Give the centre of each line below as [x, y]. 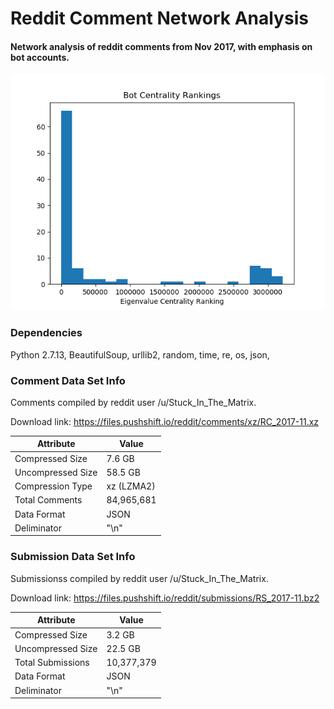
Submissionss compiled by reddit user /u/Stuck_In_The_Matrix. [139, 578]
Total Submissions [52, 663]
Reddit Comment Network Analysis [159, 18]
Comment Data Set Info [68, 380]
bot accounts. [40, 57]
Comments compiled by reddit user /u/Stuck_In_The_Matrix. [133, 402]
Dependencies [46, 333]
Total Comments [48, 500]
